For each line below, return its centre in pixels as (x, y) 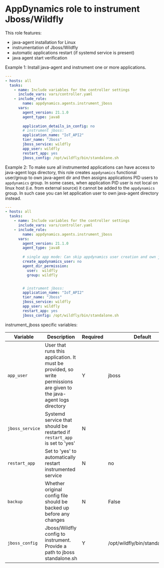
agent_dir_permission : (46, 266)
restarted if (57, 432)
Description (61, 336)
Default (142, 336)
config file (56, 495)
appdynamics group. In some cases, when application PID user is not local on (82, 183)
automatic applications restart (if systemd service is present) (73, 53)
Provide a (56, 546)
